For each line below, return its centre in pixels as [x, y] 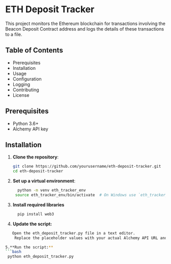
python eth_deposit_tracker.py [40, 257]
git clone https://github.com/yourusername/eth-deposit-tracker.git [87, 167]
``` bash [13, 252]
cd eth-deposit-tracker [38, 171]
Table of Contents [34, 50]
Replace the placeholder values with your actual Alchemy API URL [86, 238]
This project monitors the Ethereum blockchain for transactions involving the [85, 23]
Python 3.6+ [26, 123]
